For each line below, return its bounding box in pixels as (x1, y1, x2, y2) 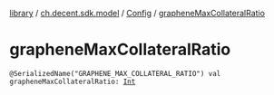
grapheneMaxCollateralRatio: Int (9, 77, 136, 86)
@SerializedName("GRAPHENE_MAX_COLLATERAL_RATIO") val (9, 69, 221, 78)
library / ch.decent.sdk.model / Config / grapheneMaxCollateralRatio (9, 8, 266, 18)
